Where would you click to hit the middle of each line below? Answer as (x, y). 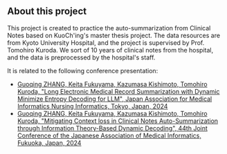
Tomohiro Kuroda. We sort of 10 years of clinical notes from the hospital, (110, 50)
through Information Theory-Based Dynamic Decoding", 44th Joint (112, 128)
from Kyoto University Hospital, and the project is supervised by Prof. (106, 42)
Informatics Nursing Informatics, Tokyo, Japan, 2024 (92, 106)
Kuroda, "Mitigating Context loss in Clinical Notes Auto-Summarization (118, 121)
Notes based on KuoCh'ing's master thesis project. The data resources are (113, 35)
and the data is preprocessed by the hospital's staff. (81, 57)
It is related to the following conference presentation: (83, 70)
